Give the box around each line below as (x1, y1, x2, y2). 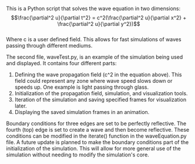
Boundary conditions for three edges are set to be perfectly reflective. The (6, 120, 187, 127)
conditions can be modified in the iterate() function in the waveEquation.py (6, 132, 187, 139)
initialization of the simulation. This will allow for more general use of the (6, 145, 181, 152)
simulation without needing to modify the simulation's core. (6, 151, 150, 158)
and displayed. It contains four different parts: (6, 60, 117, 66)
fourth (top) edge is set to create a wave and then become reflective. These (6, 126, 190, 133)
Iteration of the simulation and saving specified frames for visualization (14, 96, 187, 103)
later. (14, 102, 28, 109)
